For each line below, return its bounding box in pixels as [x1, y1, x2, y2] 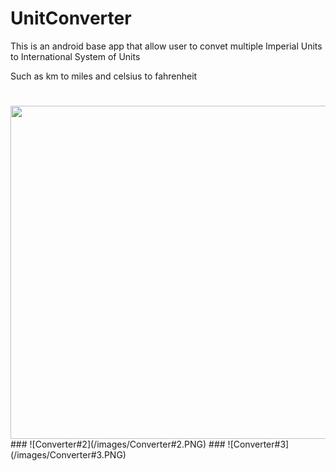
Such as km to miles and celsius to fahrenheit [10, 70, 198, 82]
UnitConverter [10, 7, 132, 30]
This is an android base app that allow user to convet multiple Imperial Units [10, 40, 323, 52]
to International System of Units [10, 50, 141, 62]
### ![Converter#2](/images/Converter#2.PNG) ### [10, 438, 226, 451]
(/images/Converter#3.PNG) [10, 449, 127, 461]
